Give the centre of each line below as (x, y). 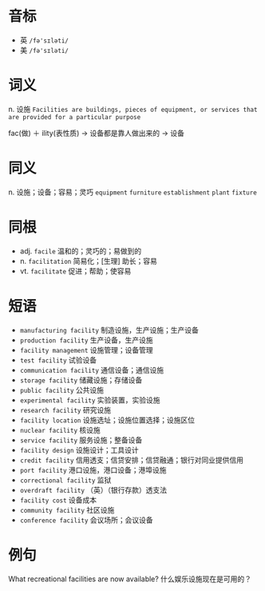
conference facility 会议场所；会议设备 (86, 520)
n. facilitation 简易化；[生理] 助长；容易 (89, 261)
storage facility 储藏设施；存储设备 (81, 380)
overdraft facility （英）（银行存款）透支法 (93, 489)
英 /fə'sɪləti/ (44, 40)
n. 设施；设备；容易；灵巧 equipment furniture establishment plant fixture (132, 192)
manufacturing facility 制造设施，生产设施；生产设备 (109, 329)
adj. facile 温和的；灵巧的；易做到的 (81, 251)
